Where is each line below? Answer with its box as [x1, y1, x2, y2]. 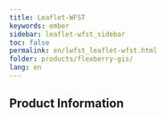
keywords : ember [9, 21, 70, 30]
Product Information [9, 96, 125, 112]
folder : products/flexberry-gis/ [9, 54, 134, 63]
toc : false [9, 38, 50, 47]
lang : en [9, 63, 42, 72]
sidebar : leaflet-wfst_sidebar [9, 29, 126, 38]
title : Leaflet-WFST [9, 13, 87, 22]
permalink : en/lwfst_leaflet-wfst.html [9, 46, 158, 55]
